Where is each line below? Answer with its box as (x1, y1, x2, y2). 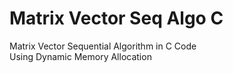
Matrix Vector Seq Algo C (9, 7, 224, 30)
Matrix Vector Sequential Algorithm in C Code (9, 40, 197, 52)
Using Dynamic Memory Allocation (9, 50, 152, 62)
